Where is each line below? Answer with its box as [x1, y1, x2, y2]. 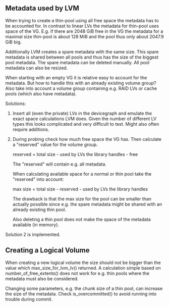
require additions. [12, 126, 49, 132]
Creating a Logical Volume [5, 246, 90, 254]
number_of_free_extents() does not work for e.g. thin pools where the [5, 270, 150, 276]
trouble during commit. [5, 296, 53, 302]
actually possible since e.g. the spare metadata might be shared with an [12, 201, 162, 207]
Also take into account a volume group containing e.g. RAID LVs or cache [5, 85, 157, 91]
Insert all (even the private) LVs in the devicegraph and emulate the [12, 110, 152, 116]
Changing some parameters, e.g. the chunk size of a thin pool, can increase [5, 285, 163, 291]
